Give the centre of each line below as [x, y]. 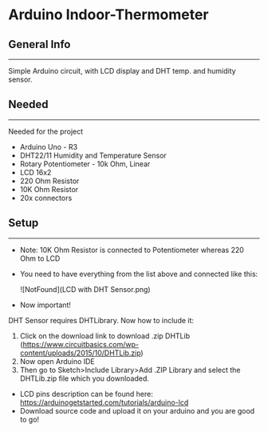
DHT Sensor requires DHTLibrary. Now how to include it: [101, 320]
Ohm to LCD [40, 258]
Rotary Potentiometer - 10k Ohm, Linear [85, 164]
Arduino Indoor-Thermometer [108, 15]
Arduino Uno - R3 [49, 146]
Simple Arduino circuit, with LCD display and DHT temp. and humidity [122, 71]
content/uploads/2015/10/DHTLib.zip [80, 353]
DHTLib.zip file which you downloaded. [85, 378]
